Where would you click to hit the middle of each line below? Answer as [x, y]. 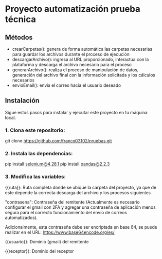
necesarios [23, 80]
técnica [21, 19]
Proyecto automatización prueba [73, 9]
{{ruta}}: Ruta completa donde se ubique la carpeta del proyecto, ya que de [81, 187]
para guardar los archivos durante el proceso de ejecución [71, 54]
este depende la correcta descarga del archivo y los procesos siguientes [78, 192]
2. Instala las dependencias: [39, 154]
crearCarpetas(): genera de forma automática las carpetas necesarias [82, 49]
